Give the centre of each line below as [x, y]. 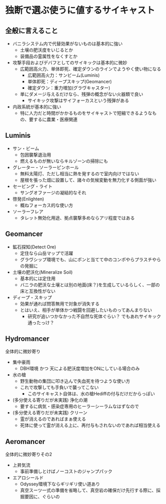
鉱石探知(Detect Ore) [34, 247]
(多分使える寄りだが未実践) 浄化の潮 [50, 400]
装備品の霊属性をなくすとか [49, 56]
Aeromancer [25, 442]
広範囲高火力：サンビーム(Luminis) [64, 75]
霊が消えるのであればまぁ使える [53, 419]
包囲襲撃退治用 [35, 155]
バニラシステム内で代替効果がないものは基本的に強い [68, 44]
